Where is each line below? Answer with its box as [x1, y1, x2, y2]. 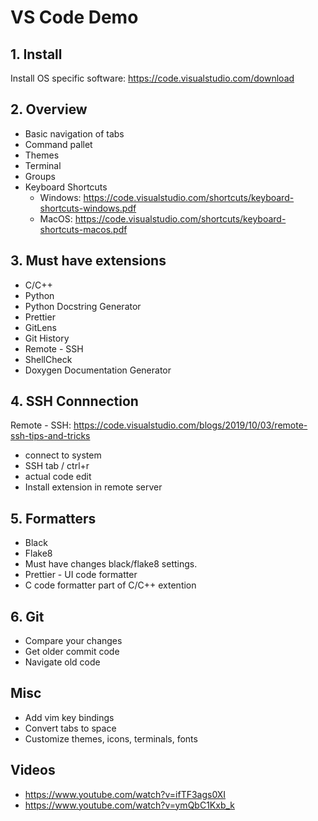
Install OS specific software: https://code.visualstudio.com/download [10, 72, 295, 84]
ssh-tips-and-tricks [10, 430, 91, 442]
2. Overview [10, 101, 88, 118]
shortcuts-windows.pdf [39, 202, 137, 214]
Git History [24, 332, 70, 344]
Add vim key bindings [24, 711, 115, 723]
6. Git [10, 608, 45, 625]
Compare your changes [24, 635, 123, 647]
